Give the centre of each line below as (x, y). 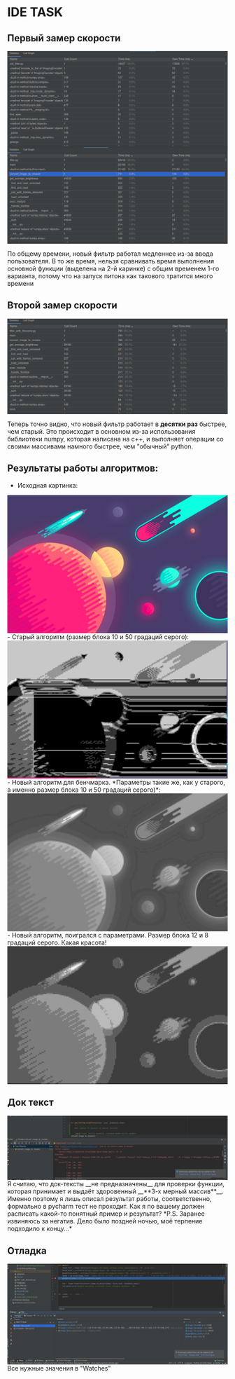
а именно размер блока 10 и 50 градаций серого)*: (84, 790)
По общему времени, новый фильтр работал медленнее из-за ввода (110, 254)
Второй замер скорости (62, 306)
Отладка (27, 1250)
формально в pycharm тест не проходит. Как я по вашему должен (106, 1207)
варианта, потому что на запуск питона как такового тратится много (110, 276)
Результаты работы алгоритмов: (83, 468)
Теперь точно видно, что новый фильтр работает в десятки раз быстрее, (117, 424)
